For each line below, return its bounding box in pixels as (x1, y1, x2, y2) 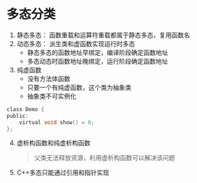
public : (6, 112, 29, 119)
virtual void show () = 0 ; (19, 119, 95, 126)
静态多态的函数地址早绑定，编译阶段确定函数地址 (27, 48, 168, 57)
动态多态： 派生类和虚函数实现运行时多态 (16, 39, 136, 47)
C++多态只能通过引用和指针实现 (16, 168, 110, 177)
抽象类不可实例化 (27, 91, 77, 100)
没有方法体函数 (27, 74, 71, 82)
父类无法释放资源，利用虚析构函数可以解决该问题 (34, 154, 175, 162)
